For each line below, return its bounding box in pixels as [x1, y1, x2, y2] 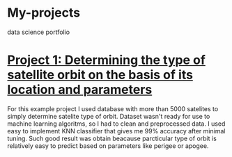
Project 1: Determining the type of [7, 52, 206, 68]
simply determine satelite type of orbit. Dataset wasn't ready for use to [7, 112, 210, 120]
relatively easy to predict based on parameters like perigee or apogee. [7, 141, 209, 150]
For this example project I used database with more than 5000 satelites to [7, 104, 219, 113]
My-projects [7, 5, 81, 21]
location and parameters [7, 82, 153, 98]
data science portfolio [7, 28, 70, 36]
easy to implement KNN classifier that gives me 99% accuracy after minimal [7, 126, 226, 135]
